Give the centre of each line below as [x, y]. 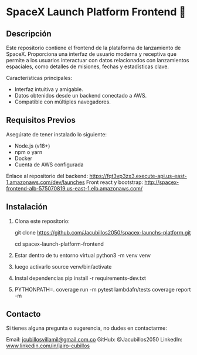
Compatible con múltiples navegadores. [63, 102]
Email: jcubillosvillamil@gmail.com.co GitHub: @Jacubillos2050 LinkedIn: [94, 340]
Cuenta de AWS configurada [49, 165]
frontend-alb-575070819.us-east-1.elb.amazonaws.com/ [74, 188]
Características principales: [39, 78]
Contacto [23, 314]
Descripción [29, 34]
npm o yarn [28, 152]
